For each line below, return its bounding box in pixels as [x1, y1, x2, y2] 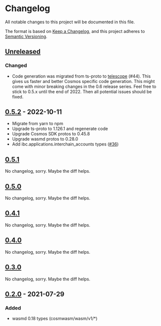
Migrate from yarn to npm [12, 121, 64, 127]
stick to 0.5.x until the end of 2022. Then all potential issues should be [12, 88, 152, 95]
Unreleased [5, 48, 41, 56]
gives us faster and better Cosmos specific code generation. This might [12, 78, 155, 84]
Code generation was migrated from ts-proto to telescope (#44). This [12, 73, 151, 79]
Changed [5, 62, 28, 69]
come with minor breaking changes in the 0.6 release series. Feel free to [12, 83, 156, 89]
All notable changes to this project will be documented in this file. [5, 19, 135, 25]
